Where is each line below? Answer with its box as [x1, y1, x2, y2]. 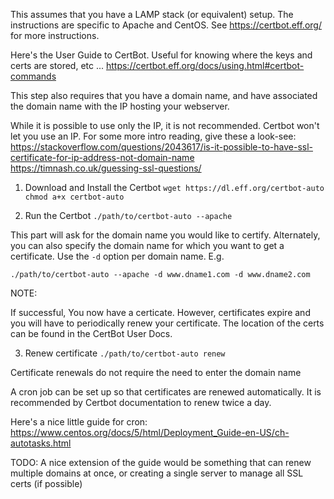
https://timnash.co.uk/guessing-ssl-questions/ [10, 162, 202, 174]
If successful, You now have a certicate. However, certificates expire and [10, 307, 311, 318]
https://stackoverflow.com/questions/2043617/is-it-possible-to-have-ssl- [10, 141, 313, 153]
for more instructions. [10, 30, 100, 41]
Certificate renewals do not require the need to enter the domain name [10, 367, 302, 378]
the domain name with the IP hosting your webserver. [10, 100, 230, 112]
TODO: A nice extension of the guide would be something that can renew [10, 457, 312, 468]
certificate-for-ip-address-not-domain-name [10, 152, 195, 163]
